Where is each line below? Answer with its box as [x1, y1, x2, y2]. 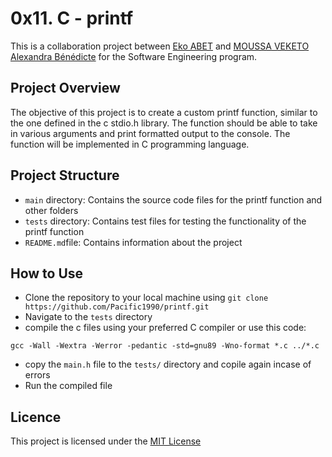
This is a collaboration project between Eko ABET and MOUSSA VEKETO [10, 40, 310, 52]
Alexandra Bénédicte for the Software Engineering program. [10, 50, 258, 62]
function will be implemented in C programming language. [10, 138, 250, 150]
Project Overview [10, 80, 121, 97]
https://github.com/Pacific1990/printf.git [24, 302, 210, 312]
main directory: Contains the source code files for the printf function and [24, 193, 323, 206]
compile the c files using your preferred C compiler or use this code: [24, 322, 307, 334]
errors [24, 369, 51, 381]
